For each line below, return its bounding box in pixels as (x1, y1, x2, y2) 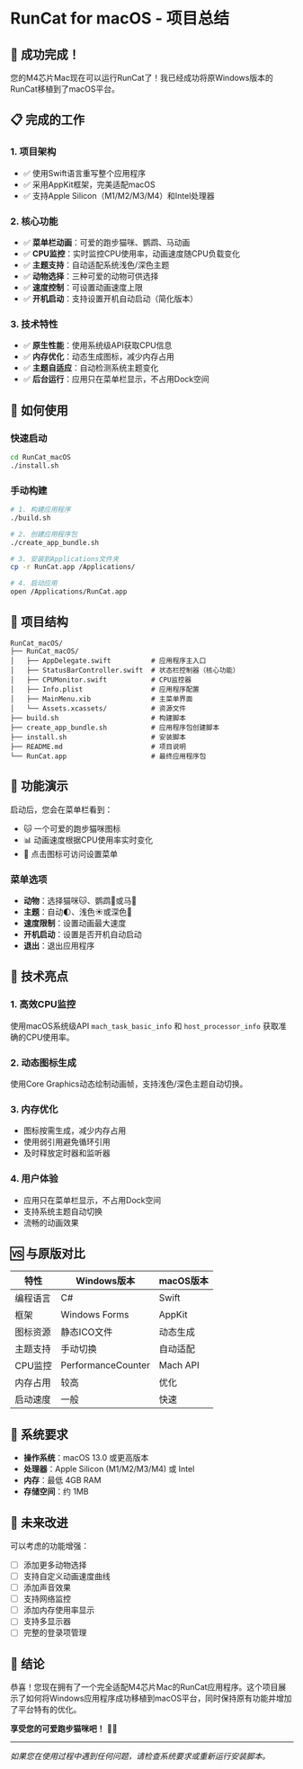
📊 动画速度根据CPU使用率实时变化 (22, 834, 154, 845)
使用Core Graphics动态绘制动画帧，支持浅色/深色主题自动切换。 (10, 1078, 248, 1089)
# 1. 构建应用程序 (10, 505, 71, 514)
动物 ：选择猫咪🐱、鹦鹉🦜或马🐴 (22, 895, 138, 906)
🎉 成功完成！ (10, 47, 80, 62)
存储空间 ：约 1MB (22, 1486, 89, 1497)
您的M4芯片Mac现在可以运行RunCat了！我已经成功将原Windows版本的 (10, 73, 273, 83)
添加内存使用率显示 (22, 1604, 95, 1615)
